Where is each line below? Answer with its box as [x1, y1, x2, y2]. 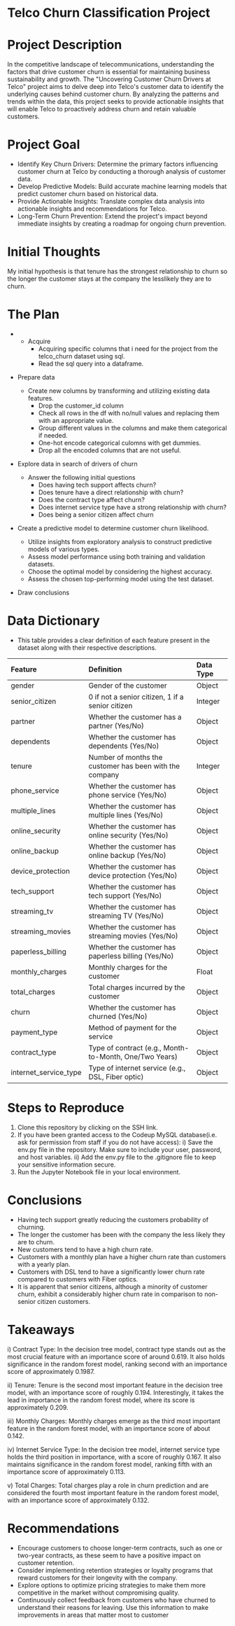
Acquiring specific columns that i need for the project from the [38, 345, 218, 353]
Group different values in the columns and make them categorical [38, 424, 227, 432]
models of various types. [27, 545, 100, 553]
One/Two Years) [124, 1052, 178, 1062]
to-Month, [88, 1052, 123, 1062]
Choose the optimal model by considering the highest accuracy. [27, 567, 213, 576]
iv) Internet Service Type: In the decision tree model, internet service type [7, 1445, 220, 1454]
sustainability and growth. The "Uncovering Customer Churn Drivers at [7, 75, 211, 83]
